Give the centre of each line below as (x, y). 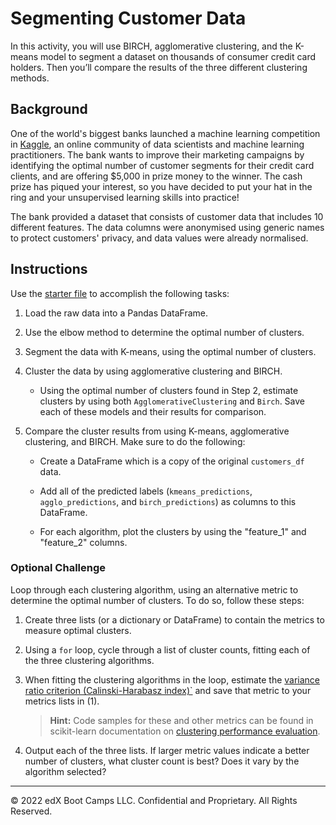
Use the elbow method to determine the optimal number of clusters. (164, 332)
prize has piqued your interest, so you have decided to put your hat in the (161, 186)
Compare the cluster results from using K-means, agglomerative (157, 431)
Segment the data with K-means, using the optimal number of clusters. (170, 351)
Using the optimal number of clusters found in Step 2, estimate (169, 390)
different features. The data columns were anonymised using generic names (167, 227)
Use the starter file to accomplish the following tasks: (120, 293)
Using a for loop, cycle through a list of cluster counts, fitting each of (167, 649)
